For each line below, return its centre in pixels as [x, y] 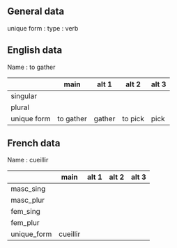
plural [20, 107]
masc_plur [28, 200]
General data [36, 11]
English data [35, 51]
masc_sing [28, 189]
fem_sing [25, 212]
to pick [133, 118]
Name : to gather [31, 67]
